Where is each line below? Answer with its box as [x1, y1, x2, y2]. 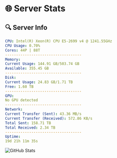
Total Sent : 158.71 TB [5, 120, 51, 125]
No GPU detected [5, 98, 38, 103]
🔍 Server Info [5, 23, 48, 32]
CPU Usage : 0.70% [5, 43, 40, 48]
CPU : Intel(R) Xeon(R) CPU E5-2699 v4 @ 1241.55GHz [5, 39, 112, 44]
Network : [5, 107, 23, 112]
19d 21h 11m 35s [5, 139, 38, 144]
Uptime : [5, 134, 21, 139]
